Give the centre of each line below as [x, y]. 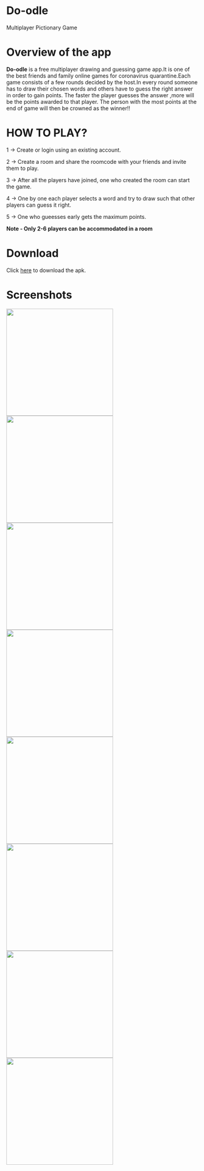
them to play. [23, 168]
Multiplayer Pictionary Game [42, 28]
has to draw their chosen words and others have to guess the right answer [100, 89]
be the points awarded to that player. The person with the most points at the [101, 102]
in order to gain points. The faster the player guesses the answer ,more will [100, 95]
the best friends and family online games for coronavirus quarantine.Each [98, 76]
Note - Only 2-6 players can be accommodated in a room [79, 228]
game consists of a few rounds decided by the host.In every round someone [102, 82]
